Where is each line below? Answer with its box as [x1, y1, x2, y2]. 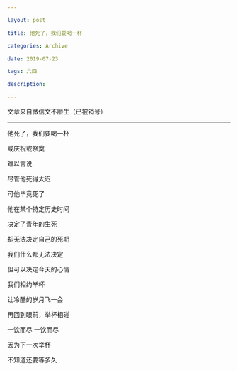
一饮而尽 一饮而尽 [7, 326, 59, 334]
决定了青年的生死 [7, 220, 57, 228]
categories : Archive [7, 42, 69, 50]
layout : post [7, 16, 46, 23]
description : [7, 81, 46, 88]
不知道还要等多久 [7, 356, 57, 364]
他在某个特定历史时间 [7, 205, 69, 213]
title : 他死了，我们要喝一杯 [7, 29, 83, 36]
